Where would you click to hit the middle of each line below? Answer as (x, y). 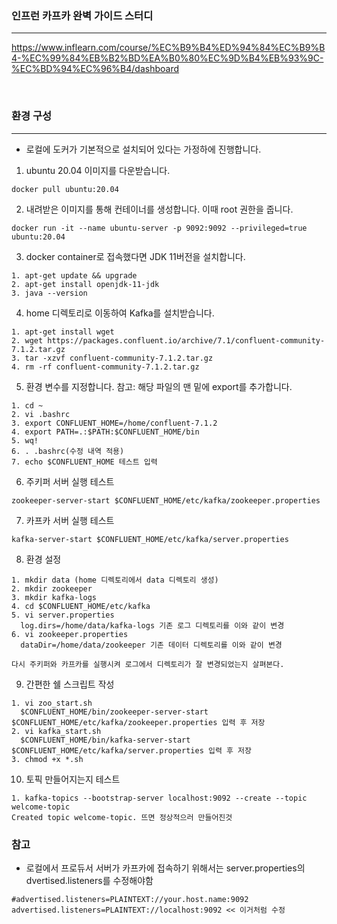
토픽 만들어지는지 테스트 (73, 779)
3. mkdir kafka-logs (54, 597)
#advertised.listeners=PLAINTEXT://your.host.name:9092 (130, 899)
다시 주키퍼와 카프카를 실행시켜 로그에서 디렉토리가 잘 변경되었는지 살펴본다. (148, 664)
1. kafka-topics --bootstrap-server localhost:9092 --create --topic (159, 798)
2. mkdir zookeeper (52, 588)
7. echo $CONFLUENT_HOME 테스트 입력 (84, 462)
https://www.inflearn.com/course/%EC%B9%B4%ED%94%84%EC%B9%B (168, 48)
